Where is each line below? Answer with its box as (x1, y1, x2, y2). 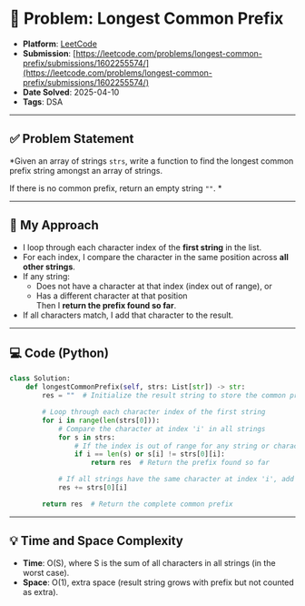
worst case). (22, 567, 70, 578)
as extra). (22, 586, 59, 597)
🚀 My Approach (9, 217, 100, 233)
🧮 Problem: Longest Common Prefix (9, 8, 284, 29)
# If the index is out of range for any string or (74, 441, 271, 450)
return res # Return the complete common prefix (42, 500, 233, 509)
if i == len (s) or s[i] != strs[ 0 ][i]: (74, 449, 225, 459)
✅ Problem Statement (9, 131, 134, 146)
